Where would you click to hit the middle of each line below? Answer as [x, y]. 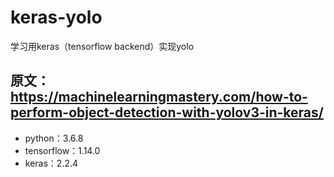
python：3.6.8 [54, 138]
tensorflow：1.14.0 [62, 150]
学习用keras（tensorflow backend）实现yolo [102, 46]
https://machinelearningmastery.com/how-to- [159, 97]
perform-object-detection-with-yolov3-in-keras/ [167, 112]
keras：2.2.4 [51, 163]
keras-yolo [56, 17]
